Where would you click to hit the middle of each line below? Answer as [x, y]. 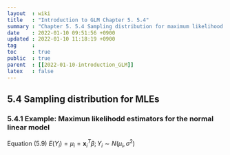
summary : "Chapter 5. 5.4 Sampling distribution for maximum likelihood [115, 26]
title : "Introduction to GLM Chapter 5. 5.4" [78, 20]
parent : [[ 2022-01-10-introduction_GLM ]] [71, 65]
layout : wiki [29, 13]
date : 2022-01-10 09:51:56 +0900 [61, 33]
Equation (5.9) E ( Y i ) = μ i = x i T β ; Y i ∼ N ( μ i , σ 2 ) [71, 144]
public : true [29, 59]
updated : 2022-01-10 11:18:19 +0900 [61, 39]
